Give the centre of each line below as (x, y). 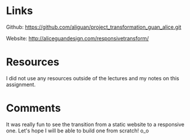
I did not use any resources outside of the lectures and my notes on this (93, 78)
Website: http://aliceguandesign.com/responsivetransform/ (77, 38)
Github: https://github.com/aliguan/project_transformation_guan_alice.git (94, 27)
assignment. (21, 84)
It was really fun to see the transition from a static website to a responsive (95, 124)
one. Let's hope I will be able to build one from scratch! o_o (78, 131)
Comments (33, 108)
